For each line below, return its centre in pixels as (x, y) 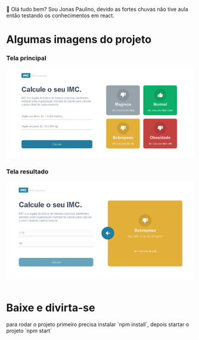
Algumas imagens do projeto (79, 40)
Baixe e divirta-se (51, 308)
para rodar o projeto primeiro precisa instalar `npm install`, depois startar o (98, 324)
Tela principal (26, 58)
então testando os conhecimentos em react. (60, 15)
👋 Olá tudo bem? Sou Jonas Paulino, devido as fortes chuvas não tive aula (97, 9)
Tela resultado (27, 171)
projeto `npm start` (29, 330)
